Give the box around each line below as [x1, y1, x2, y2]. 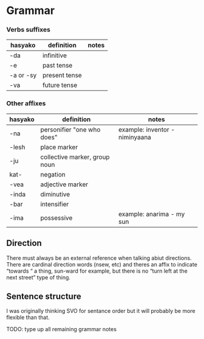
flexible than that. [6, 314, 50, 321]
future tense [42, 81, 78, 89]
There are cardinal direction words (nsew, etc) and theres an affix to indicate [6, 260, 197, 268]
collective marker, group [40, 153, 110, 161]
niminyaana [118, 133, 152, 141]
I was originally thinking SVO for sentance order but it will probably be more [6, 307, 195, 315]
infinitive [42, 51, 67, 60]
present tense [42, 71, 82, 80]
